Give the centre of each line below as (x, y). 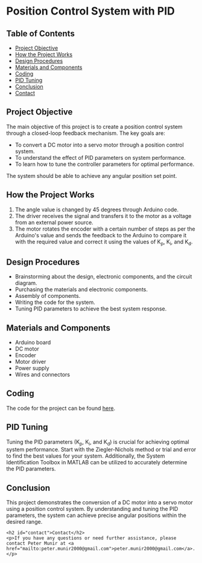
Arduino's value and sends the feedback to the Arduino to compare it (101, 235)
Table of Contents (41, 34)
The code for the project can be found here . (61, 408)
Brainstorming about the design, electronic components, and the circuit (103, 277)
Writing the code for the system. (55, 302)
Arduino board (33, 343)
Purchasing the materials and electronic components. (81, 289)
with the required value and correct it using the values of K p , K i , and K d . (104, 242)
